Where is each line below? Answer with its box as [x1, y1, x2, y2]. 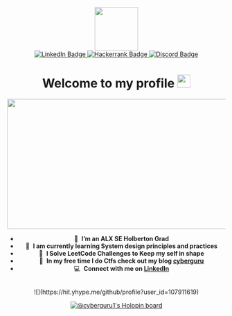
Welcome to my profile [42, 76, 175, 91]
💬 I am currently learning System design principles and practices [25, 242, 218, 250]
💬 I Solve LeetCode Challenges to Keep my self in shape [39, 249, 204, 257]
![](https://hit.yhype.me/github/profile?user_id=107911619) [33, 288, 199, 296]
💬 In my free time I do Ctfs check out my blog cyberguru [39, 256, 204, 265]
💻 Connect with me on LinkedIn [73, 264, 170, 272]
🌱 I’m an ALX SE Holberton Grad [73, 234, 170, 243]
